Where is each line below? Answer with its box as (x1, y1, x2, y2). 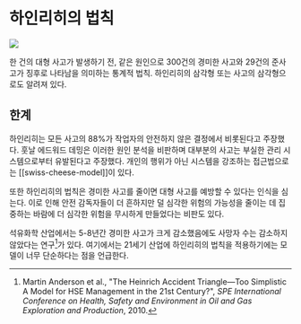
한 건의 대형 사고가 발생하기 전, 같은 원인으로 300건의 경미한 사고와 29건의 (9, 56, 271, 67)
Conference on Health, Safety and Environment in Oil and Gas (21, 295, 253, 306)
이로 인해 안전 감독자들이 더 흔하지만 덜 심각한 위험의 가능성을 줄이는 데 (28, 197, 277, 207)
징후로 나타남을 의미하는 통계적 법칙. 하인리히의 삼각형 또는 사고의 (25, 67, 255, 78)
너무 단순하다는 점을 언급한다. (25, 250, 129, 261)
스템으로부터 (9, 155, 54, 166)
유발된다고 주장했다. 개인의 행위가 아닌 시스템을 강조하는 (55, 155, 251, 166)
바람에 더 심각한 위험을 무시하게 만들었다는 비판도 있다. (32, 208, 225, 219)
